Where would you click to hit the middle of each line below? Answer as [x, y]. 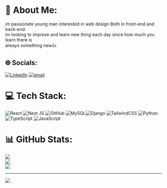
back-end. [16, 29]
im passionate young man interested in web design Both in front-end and [80, 24]
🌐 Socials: [21, 63]
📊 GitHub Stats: [39, 139]
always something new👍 [31, 45]
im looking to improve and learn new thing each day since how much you [80, 34]
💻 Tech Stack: [36, 96]
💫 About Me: [31, 10]
